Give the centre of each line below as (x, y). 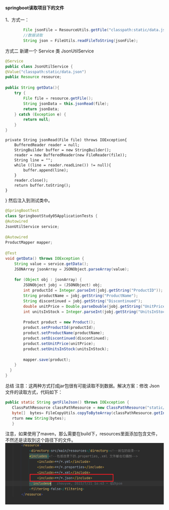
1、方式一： (17, 20)
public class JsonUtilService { (39, 66)
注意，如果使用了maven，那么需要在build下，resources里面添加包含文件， (83, 434)
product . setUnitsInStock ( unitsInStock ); (66, 349)
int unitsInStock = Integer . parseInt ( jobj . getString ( (81, 312)
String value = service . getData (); (52, 264)
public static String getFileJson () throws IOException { (67, 403)
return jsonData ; (41, 109)
